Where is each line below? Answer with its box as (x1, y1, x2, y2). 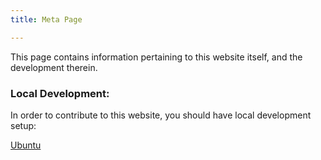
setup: (10, 119, 37, 131)
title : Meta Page (10, 14, 83, 25)
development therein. (10, 61, 98, 73)
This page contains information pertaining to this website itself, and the (10, 51, 303, 63)
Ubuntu (10, 139, 42, 151)
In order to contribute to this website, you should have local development (10, 109, 312, 121)
